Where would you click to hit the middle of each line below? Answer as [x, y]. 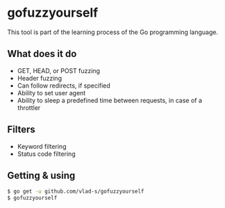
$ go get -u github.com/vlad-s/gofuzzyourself [76, 192]
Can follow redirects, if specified [64, 86]
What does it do [42, 54]
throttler [29, 107]
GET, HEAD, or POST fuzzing [59, 70]
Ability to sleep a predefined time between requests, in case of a [110, 100]
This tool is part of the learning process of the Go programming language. [113, 32]
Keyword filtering [42, 146]
